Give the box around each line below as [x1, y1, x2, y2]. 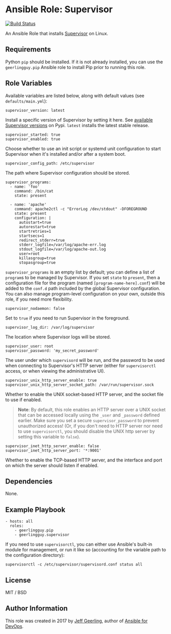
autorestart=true [18, 224, 56, 229]
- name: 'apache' [10, 202, 47, 207]
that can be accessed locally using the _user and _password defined [17, 412, 160, 418]
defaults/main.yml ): [5, 98, 47, 104]
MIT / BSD [5, 590, 27, 595]
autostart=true [18, 220, 52, 225]
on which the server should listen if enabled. [5, 462, 99, 468]
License [5, 576, 31, 584]
